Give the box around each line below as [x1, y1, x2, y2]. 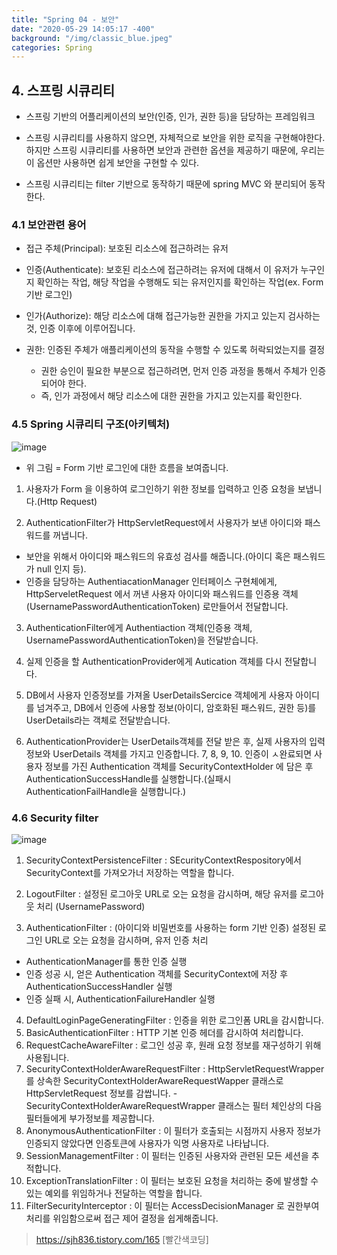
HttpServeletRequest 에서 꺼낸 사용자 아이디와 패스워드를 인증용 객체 [25, 587, 299, 600]
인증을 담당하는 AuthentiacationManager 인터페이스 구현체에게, [25, 575, 278, 587]
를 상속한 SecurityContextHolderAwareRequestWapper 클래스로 [25, 1074, 284, 1086]
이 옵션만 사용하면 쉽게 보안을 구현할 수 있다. [25, 157, 200, 169]
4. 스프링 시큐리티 [11, 82, 116, 99]
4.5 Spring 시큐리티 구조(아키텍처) [11, 417, 171, 431]
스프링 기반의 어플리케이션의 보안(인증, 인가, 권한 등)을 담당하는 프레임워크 [25, 111, 316, 123]
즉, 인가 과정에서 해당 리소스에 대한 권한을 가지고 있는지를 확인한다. [40, 390, 303, 402]
